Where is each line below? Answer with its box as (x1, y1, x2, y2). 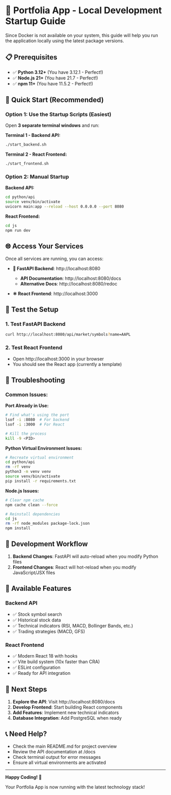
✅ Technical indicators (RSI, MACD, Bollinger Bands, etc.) (12, 622, 133, 629)
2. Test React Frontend (5, 344, 63, 351)
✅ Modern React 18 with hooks (12, 652, 78, 659)
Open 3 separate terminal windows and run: (5, 122, 100, 129)
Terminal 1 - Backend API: (5, 132, 61, 138)
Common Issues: (5, 391, 48, 398)
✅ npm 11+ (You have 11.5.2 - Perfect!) (12, 80, 93, 87)
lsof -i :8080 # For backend (5, 417, 70, 422)
